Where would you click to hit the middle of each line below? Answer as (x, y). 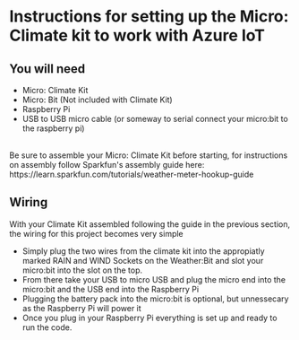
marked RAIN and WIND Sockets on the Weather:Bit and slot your (143, 260)
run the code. (47, 327)
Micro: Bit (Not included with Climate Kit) (97, 100)
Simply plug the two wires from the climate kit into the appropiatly (144, 251)
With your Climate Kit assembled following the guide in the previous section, (150, 224)
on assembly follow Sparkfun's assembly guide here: (107, 165)
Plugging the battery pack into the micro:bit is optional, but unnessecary (155, 299)
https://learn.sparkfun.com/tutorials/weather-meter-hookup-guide (132, 174)
